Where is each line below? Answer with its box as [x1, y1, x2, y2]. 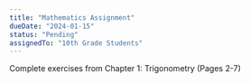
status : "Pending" [9, 30, 79, 39]
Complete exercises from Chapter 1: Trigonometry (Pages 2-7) [9, 63, 242, 74]
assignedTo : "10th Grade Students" [9, 38, 144, 48]
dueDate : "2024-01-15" [9, 22, 95, 31]
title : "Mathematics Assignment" [9, 13, 135, 23]
